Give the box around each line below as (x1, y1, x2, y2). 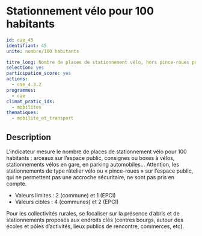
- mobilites (11, 104, 42, 110)
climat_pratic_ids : (6, 98, 55, 104)
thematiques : (6, 110, 39, 116)
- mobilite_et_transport (11, 115, 74, 121)
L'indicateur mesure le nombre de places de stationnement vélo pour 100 (6, 148, 188, 155)
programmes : (6, 87, 36, 93)
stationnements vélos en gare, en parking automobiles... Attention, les (6, 161, 179, 168)
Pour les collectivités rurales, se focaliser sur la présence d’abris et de (6, 210, 180, 217)
